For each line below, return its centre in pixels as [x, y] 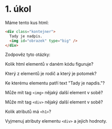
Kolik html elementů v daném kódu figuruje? [49, 64]
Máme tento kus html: [27, 23]
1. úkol [18, 9]
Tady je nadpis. [26, 36]
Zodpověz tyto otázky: [28, 54]
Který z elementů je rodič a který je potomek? [51, 74]
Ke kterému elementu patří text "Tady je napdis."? [55, 83]
